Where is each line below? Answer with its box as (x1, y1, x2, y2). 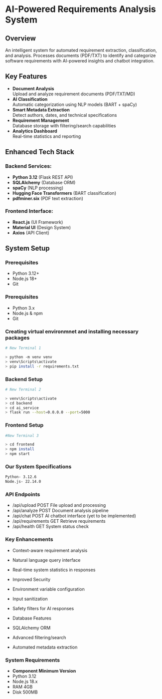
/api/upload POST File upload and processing (12, 502, 106, 508)
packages (5, 334, 30, 341)
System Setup (5, 244, 50, 253)
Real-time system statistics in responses (12, 567, 96, 573)
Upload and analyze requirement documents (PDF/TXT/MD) (12, 91, 136, 97)
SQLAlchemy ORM (12, 625, 51, 631)
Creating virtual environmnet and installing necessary (5, 328, 139, 335)
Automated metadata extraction (12, 644, 78, 650)
